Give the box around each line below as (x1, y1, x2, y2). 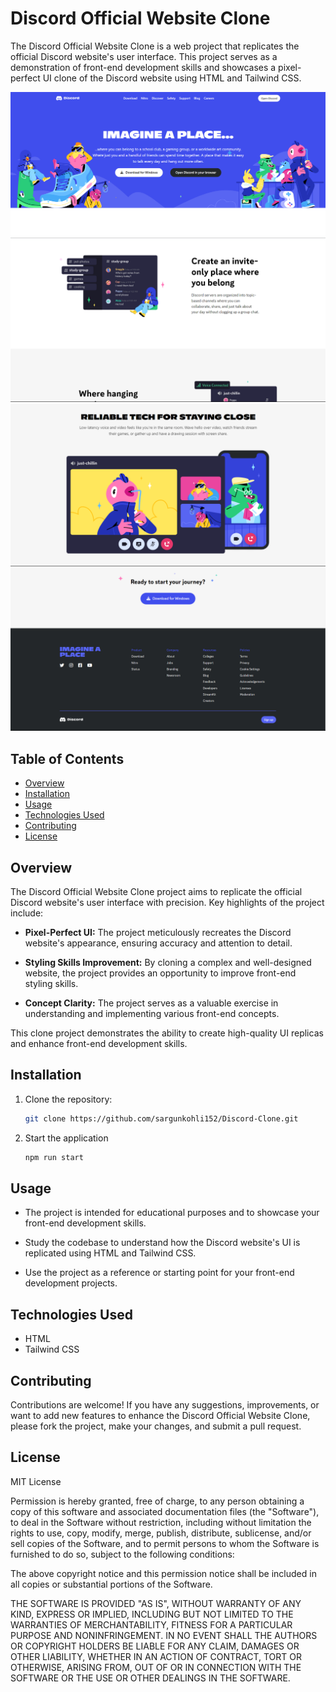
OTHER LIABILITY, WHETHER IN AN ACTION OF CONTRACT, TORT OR (10, 1650, 302, 1662)
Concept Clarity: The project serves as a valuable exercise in (24, 997, 279, 1009)
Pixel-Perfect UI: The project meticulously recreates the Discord (24, 926, 292, 938)
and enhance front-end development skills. (10, 1037, 188, 1049)
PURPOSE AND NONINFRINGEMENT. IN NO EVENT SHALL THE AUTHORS (10, 1629, 318, 1641)
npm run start (24, 1152, 84, 1162)
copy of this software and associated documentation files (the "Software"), (10, 1505, 320, 1517)
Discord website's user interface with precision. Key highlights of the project (10, 896, 325, 908)
